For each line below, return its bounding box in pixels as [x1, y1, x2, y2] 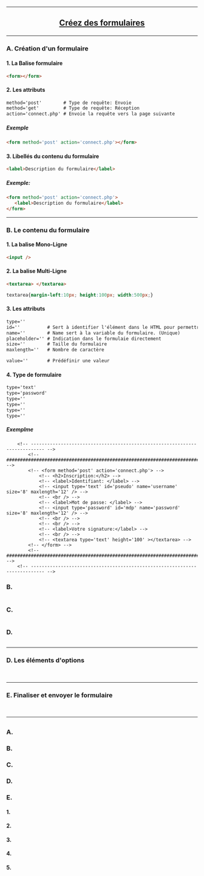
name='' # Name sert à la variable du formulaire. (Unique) [6, 329, 181, 336]
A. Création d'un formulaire [6, 44, 89, 53]
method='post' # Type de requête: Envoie [6, 100, 132, 106]
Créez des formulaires [59, 18, 145, 28]
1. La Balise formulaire [6, 59, 63, 67]
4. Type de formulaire [6, 371, 62, 378]
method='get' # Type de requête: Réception [6, 105, 140, 111]
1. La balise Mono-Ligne [6, 241, 68, 248]
